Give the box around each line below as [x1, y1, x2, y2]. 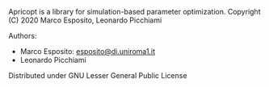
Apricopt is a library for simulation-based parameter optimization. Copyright [8, 7, 261, 16]
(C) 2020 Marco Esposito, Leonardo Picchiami [8, 15, 162, 25]
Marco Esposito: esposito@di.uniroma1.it [19, 47, 156, 56]
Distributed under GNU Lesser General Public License [8, 71, 187, 80]
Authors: [8, 31, 37, 40]
